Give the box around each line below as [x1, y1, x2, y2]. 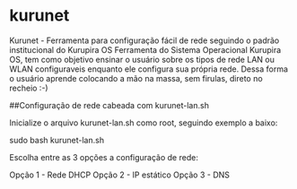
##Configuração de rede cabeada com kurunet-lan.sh [9, 99, 209, 110]
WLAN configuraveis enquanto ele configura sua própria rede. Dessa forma [9, 64, 289, 74]
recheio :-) [9, 82, 48, 93]
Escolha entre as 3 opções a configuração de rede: [9, 151, 199, 162]
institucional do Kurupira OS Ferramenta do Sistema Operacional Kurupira [9, 44, 282, 55]
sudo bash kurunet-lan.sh [9, 134, 105, 145]
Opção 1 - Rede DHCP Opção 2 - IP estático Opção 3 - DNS [9, 169, 231, 180]
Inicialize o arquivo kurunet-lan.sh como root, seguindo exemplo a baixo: [9, 117, 278, 128]
